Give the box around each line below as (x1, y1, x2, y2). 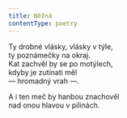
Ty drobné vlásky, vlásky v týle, (8, 41, 113, 51)
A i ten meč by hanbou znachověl (8, 91, 120, 101)
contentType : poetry (8, 19, 78, 27)
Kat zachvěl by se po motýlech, (8, 58, 113, 69)
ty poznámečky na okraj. (8, 50, 91, 60)
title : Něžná (8, 11, 53, 20)
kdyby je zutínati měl (8, 67, 78, 77)
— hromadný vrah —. (8, 76, 79, 86)
